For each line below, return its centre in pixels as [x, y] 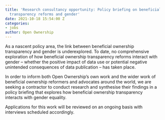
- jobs [12, 28]
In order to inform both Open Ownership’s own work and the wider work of [81, 77]
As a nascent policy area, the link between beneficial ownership [69, 46]
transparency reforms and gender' [45, 14]
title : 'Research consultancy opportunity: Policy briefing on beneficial [83, 10]
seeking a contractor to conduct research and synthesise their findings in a [81, 87]
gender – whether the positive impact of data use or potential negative [76, 62]
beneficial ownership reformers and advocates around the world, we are [78, 82]
